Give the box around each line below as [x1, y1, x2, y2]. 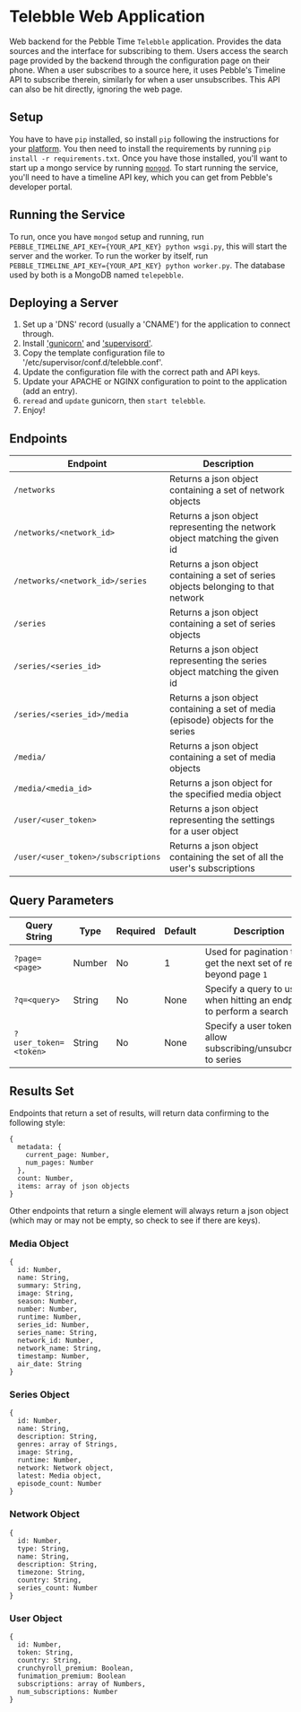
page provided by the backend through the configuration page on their [9, 55, 271, 66]
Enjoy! [21, 405, 46, 416]
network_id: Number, [17, 1336, 94, 1346]
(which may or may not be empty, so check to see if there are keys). [9, 1215, 261, 1225]
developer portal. [9, 181, 73, 192]
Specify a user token [204, 1020, 292, 1032]
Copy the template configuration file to [21, 347, 166, 358]
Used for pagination [204, 945, 288, 958]
